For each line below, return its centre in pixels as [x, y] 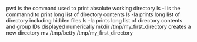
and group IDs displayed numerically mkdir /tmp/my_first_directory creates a [98, 26]
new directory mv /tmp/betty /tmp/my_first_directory [70, 33]
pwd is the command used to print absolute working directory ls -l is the [93, 8]
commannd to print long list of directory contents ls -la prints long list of [93, 14]
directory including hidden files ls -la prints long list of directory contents [94, 20]
